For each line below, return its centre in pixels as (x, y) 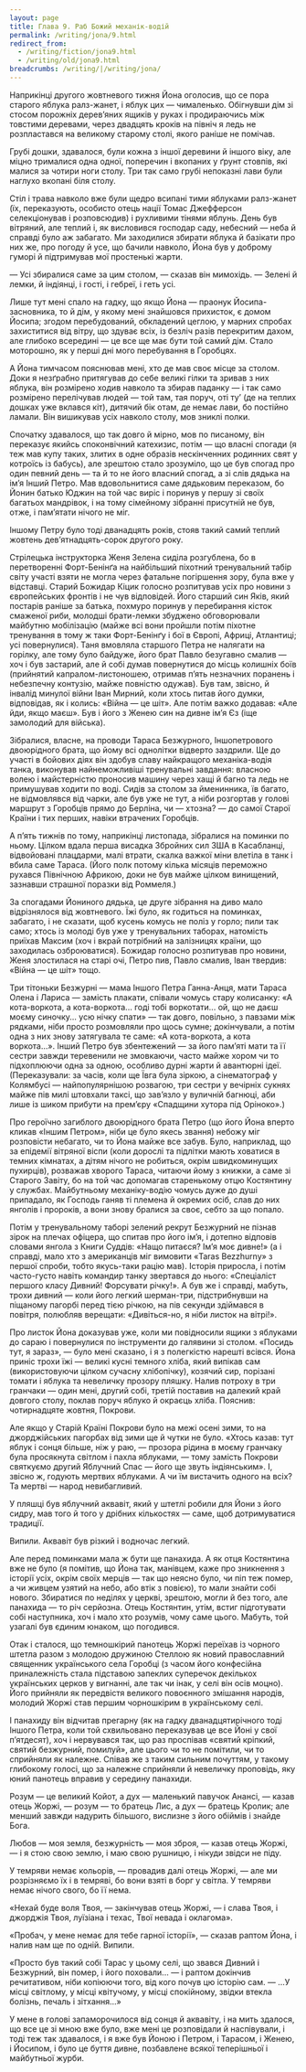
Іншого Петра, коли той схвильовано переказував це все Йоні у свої (143, 1730)
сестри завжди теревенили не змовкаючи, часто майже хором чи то (144, 1055)
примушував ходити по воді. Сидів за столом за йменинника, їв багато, (149, 788)
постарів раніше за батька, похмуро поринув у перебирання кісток (141, 605)
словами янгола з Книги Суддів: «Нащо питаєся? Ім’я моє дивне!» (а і (146, 1246)
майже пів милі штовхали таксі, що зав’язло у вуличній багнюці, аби (142, 1095)
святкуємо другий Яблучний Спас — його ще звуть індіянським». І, (141, 1466)
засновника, (33, 311)
